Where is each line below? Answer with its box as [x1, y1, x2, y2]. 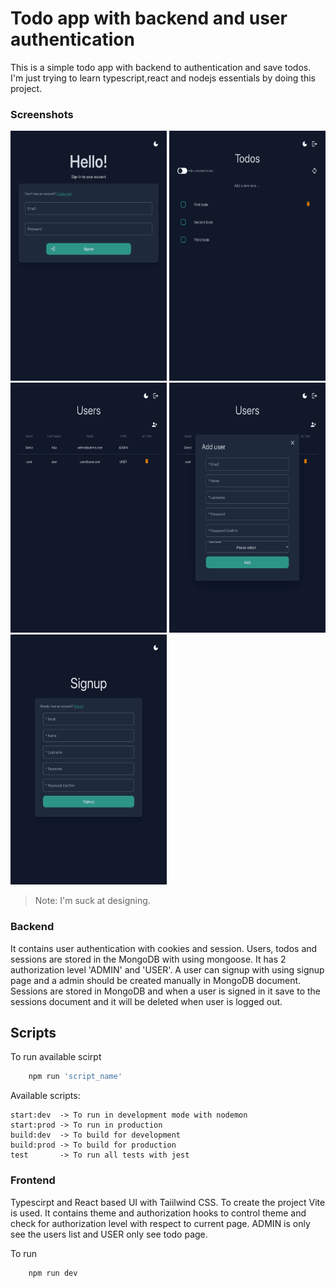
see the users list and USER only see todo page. [10, 1228, 208, 1240]
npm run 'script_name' [28, 1072, 123, 1082]
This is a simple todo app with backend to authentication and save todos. [10, 61, 312, 73]
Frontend [10, 1173, 56, 1187]
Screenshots [10, 107, 74, 121]
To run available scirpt [10, 1051, 102, 1063]
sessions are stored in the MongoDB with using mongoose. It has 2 [10, 953, 287, 965]
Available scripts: [10, 1090, 81, 1102]
